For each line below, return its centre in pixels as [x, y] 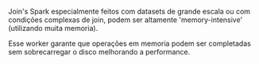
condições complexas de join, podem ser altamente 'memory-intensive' [126, 20]
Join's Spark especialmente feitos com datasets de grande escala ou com [129, 11]
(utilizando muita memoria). [53, 28]
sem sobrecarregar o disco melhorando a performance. [99, 52]
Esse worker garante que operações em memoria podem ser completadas [130, 43]
